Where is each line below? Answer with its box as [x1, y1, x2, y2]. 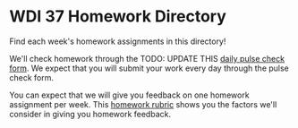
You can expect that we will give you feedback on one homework [9, 90, 250, 100]
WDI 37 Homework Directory [9, 6, 226, 27]
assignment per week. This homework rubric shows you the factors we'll [9, 98, 277, 109]
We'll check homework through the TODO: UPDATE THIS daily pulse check [9, 53, 285, 64]
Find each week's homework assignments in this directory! [9, 36, 226, 47]
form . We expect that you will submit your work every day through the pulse [9, 63, 289, 73]
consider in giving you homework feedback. [9, 108, 172, 119]
